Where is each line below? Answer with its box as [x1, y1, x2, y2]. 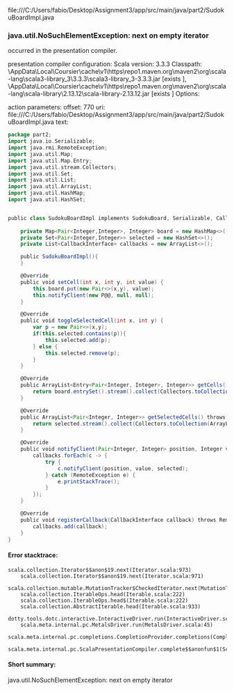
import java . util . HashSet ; [8, 196, 86, 203]
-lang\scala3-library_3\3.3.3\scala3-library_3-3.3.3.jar [8, 75, 161, 83]
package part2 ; [8, 132, 52, 139]
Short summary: [8, 660, 56, 669]
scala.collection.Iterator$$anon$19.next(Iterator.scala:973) [8, 566, 192, 573]
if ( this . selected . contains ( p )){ [33, 330, 127, 337]
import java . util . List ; [8, 177, 77, 184]
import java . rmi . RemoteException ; [8, 144, 108, 152]
